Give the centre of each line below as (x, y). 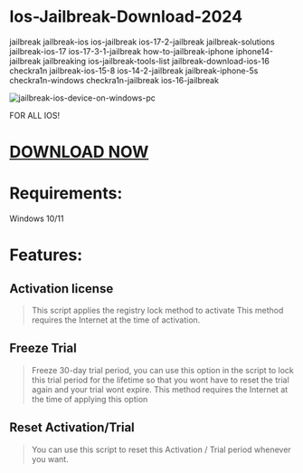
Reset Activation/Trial (72, 428)
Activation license (62, 289)
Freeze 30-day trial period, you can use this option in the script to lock (162, 370)
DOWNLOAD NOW (79, 152)
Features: (46, 255)
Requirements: (66, 193)
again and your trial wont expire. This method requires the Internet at (160, 389)
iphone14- (255, 51)
